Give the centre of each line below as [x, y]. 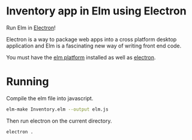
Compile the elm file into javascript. [50, 98]
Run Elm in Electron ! [31, 28]
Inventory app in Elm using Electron [97, 11]
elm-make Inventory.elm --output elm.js [58, 109]
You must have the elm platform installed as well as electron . [81, 57]
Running [28, 82]
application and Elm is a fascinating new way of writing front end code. [94, 46]
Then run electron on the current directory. [59, 121]
